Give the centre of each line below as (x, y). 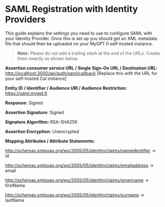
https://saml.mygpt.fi (26, 93)
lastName (15, 200)
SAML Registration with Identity (71, 9)
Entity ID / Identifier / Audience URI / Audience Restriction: (66, 88)
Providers (25, 19)
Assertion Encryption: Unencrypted (42, 131)
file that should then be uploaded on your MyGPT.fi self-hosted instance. (79, 43)
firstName (15, 185)
